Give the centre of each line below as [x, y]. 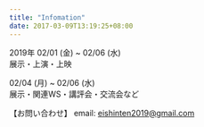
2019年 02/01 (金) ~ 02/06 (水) [65, 52]
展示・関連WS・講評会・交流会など [74, 94]
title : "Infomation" [48, 17]
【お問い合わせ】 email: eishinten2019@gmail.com [102, 113]
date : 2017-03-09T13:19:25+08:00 [71, 26]
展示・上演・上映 [41, 63]
